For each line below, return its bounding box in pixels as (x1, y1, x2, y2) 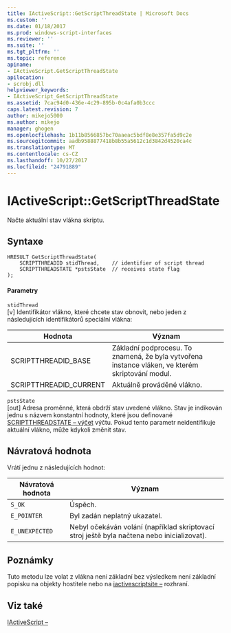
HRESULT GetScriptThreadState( (7, 254, 97, 261)
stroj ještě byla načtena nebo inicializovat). (69, 531, 208, 540)
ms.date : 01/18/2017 (7, 23, 67, 30)
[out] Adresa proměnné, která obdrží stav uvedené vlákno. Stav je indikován (7, 403, 222, 412)
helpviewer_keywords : (7, 87, 69, 93)
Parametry (7, 286, 38, 294)
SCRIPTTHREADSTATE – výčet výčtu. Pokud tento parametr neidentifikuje (7, 418, 216, 426)
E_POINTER (10, 512, 43, 520)
